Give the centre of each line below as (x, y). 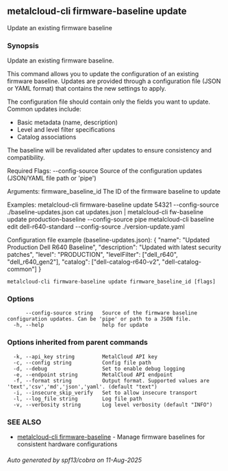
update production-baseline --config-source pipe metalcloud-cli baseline (111, 220)
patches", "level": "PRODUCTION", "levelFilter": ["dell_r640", (92, 255)
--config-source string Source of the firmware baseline (111, 313)
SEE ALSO (24, 422)
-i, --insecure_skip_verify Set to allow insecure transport (105, 393)
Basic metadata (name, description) (67, 122)
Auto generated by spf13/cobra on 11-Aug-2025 (75, 460)
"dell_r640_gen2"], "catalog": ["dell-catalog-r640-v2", (84, 262)
